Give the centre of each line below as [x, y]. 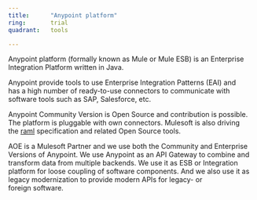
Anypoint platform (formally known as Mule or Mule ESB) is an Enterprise [126, 59]
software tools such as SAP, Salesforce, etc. [80, 100]
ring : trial [38, 23]
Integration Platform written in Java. [66, 67]
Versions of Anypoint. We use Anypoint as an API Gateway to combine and [129, 155]
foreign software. [36, 188]
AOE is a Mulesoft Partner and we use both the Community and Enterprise [128, 147]
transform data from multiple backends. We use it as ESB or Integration [123, 163]
